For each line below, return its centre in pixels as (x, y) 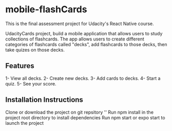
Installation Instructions (44, 100)
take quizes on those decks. (35, 50)
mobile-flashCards (46, 9)
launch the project (25, 123)
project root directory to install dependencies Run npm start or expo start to (85, 117)
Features (20, 66)
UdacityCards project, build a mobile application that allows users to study (84, 33)
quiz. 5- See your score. (31, 83)
